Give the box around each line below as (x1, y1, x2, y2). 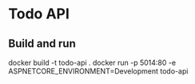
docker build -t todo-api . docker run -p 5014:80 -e (8, 58, 177, 67)
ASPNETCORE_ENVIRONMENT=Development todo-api (8, 66, 189, 76)
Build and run (8, 37, 76, 50)
